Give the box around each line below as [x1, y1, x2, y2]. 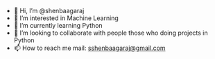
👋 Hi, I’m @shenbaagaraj [13, 7, 85, 15]
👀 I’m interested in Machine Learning [13, 14, 119, 22]
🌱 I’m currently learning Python [13, 22, 103, 29]
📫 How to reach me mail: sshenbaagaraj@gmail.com [13, 44, 166, 52]
